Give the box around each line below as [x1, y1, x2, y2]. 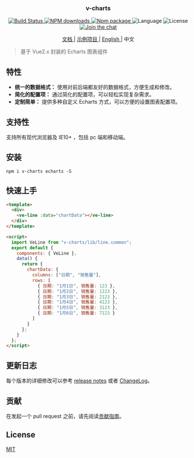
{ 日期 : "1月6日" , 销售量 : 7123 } [37, 310, 116, 316]
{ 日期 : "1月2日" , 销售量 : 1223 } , [37, 288, 118, 294]
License [6, 430, 36, 440]
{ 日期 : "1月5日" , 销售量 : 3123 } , [37, 305, 118, 311]
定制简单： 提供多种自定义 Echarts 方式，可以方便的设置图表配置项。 [14, 98, 181, 105]
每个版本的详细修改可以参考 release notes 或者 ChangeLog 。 [6, 377, 153, 384]
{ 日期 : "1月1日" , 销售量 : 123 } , [37, 283, 116, 289]
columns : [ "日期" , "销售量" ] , [32, 272, 102, 278]
